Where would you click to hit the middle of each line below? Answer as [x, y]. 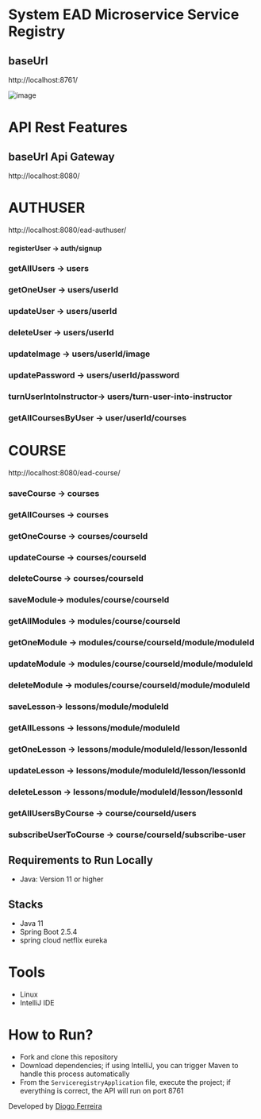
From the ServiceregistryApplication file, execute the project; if [125, 1082]
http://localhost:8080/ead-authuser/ [67, 230]
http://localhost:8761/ [43, 80]
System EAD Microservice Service [124, 15]
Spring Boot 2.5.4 [48, 932]
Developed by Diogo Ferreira [55, 1106]
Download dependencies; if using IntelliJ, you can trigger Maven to [129, 1066]
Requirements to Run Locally [81, 860]
